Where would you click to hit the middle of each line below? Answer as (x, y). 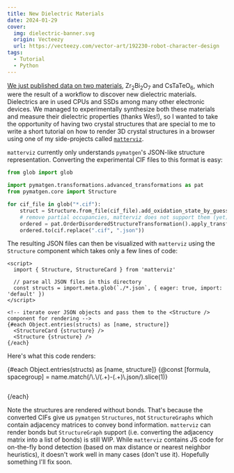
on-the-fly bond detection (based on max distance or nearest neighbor (109, 447)
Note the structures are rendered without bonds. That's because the (105, 410)
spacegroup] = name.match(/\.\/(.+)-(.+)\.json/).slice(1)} (88, 377)
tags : (15, 53)
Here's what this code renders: (52, 356)
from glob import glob (40, 173)
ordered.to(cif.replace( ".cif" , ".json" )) (82, 230)
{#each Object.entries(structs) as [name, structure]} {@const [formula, (109, 370)
